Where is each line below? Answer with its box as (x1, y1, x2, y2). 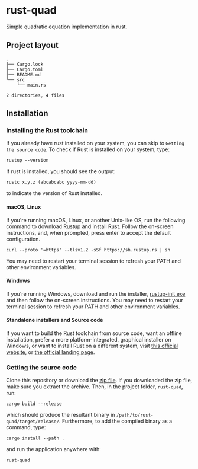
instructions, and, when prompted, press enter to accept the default (6, 229, 171, 236)
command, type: (6, 424, 46, 431)
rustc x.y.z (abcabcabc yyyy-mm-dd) (6, 179, 96, 186)
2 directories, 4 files (6, 92, 65, 98)
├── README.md (6, 72, 41, 78)
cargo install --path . (6, 435, 65, 442)
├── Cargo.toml (6, 66, 44, 72)
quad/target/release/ (6, 419, 60, 425)
